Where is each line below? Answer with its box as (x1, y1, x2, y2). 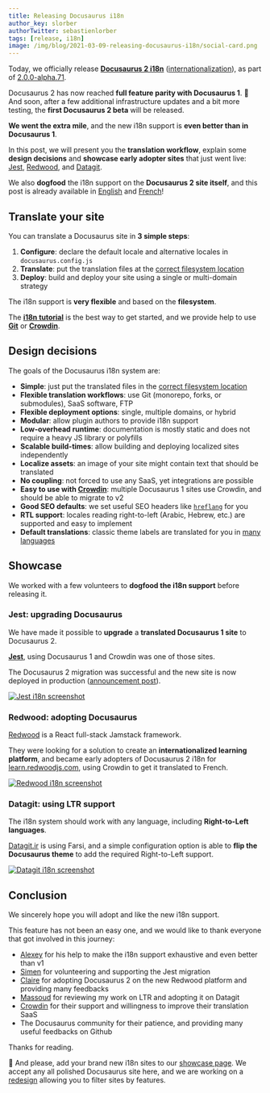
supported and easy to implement (19, 518, 133, 528)
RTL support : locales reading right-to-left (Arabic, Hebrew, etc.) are (19, 510, 246, 519)
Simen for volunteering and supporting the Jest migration (19, 967, 211, 977)
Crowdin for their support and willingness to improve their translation (19, 1001, 249, 1011)
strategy (19, 281, 48, 290)
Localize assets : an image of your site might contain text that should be (19, 458, 260, 468)
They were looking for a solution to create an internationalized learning (8, 745, 247, 755)
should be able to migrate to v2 (19, 493, 124, 503)
